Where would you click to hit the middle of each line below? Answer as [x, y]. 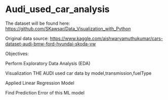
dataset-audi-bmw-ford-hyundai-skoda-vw [51, 43]
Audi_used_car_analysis [57, 9]
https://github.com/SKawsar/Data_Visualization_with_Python [68, 28]
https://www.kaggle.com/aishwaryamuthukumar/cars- [107, 38]
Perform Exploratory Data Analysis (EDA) [48, 63]
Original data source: [27, 38]
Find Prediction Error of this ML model [45, 92]
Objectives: [17, 54]
